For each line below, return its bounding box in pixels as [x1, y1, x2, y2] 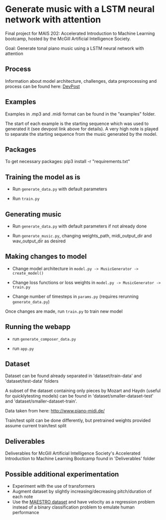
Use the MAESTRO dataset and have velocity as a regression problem [12, 499, 155, 505]
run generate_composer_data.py [12, 336, 76, 342]
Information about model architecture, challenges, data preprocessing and [5, 78, 157, 84]
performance [12, 510, 40, 516]
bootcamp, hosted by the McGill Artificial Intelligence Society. [5, 36, 131, 42]
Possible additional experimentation [5, 470, 119, 478]
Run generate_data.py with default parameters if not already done [12, 223, 147, 229]
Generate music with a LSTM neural [5, 3, 155, 15]
